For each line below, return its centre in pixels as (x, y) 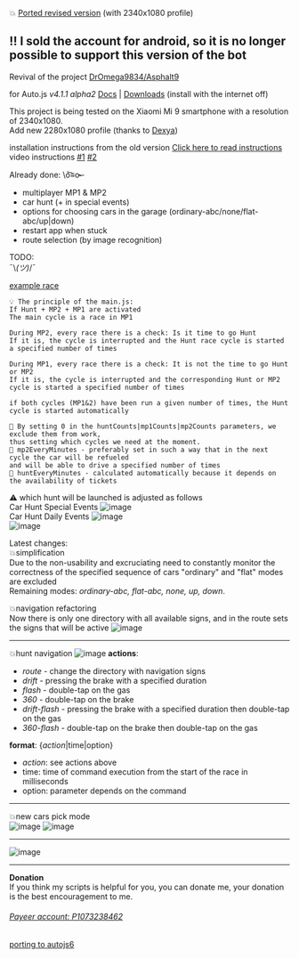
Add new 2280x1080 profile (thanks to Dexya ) (93, 130)
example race (34, 285)
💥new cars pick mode (50, 816)
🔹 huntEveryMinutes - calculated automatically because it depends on (143, 473)
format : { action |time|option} (61, 745)
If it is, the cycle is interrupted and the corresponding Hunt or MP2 (145, 379)
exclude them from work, (55, 434)
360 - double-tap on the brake (78, 699)
